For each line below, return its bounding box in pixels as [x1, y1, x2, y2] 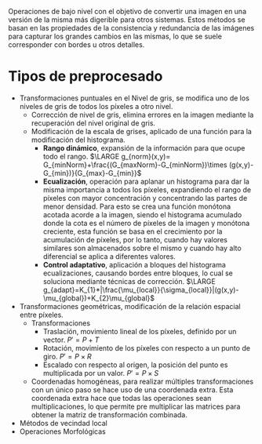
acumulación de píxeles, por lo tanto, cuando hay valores [42, 235, 227, 244]
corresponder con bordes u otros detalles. [8, 40, 145, 49]
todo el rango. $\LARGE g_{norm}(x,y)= [42, 151, 171, 161]
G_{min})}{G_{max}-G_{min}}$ [42, 168, 142, 177]
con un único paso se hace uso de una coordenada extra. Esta [31, 384, 234, 395]
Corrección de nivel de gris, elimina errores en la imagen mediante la [31, 110, 254, 119]
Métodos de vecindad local [19, 418, 107, 428]
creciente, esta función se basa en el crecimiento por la [42, 227, 223, 236]
